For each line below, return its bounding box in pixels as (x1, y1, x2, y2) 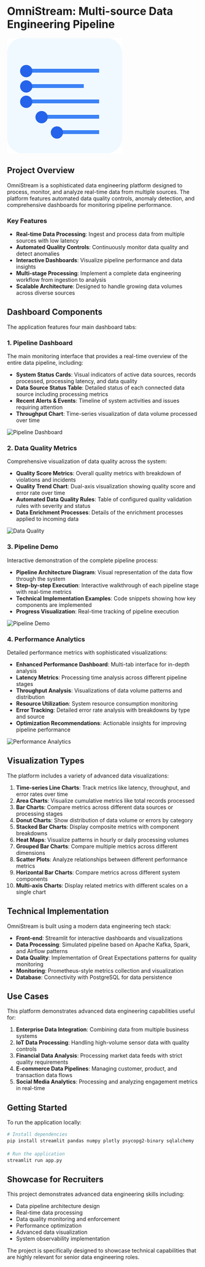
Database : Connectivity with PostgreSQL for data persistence (15, 973, 172, 981)
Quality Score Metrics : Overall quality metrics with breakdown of (15, 470, 182, 477)
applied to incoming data (15, 515, 79, 523)
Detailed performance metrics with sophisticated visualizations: (7, 649, 168, 657)
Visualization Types (7, 755, 85, 766)
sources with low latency (15, 237, 79, 244)
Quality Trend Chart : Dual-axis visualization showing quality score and (15, 483, 196, 490)
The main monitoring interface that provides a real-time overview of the (7, 353, 188, 360)
